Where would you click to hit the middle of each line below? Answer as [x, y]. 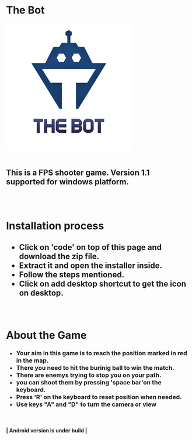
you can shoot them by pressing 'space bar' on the [89, 383]
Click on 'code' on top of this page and [90, 247]
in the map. [32, 360]
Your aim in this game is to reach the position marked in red [102, 353]
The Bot [25, 10]
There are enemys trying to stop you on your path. [89, 375]
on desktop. [41, 293]
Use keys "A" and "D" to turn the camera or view [86, 404]
